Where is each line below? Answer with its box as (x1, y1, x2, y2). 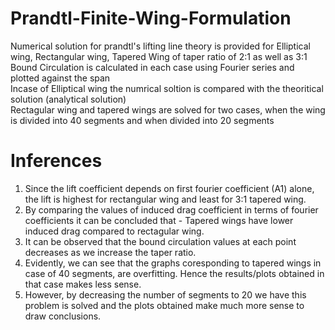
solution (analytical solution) (10, 93, 127, 105)
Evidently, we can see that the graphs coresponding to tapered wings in (24, 257, 322, 269)
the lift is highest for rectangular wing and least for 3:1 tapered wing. (24, 193, 307, 205)
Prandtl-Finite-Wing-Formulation (10, 7, 292, 30)
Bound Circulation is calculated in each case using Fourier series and (10, 61, 295, 73)
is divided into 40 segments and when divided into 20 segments (10, 114, 275, 126)
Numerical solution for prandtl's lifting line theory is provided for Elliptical (10, 40, 311, 52)
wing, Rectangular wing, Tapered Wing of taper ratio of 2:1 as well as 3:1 (10, 50, 308, 62)
